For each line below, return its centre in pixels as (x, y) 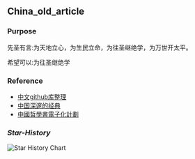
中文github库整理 (42, 96)
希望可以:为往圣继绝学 (39, 62)
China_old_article (46, 12)
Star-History (29, 132)
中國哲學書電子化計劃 (48, 114)
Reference (25, 81)
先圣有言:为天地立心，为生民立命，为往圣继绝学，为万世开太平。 (100, 47)
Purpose (22, 31)
